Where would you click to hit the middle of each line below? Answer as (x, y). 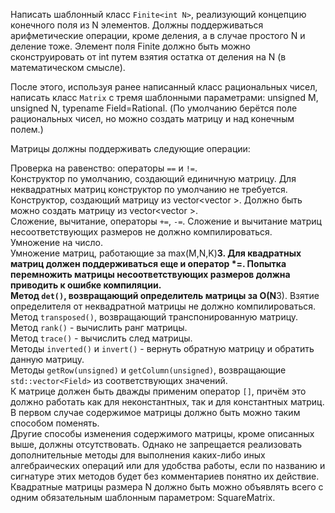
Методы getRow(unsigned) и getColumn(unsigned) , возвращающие (148, 370)
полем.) (27, 129)
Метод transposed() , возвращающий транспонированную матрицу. (154, 317)
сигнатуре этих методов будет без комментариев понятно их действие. (165, 476)
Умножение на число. (57, 242)
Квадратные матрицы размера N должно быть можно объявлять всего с (167, 487)
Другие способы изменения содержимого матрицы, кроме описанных (162, 433)
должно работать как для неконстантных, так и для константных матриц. (167, 402)
